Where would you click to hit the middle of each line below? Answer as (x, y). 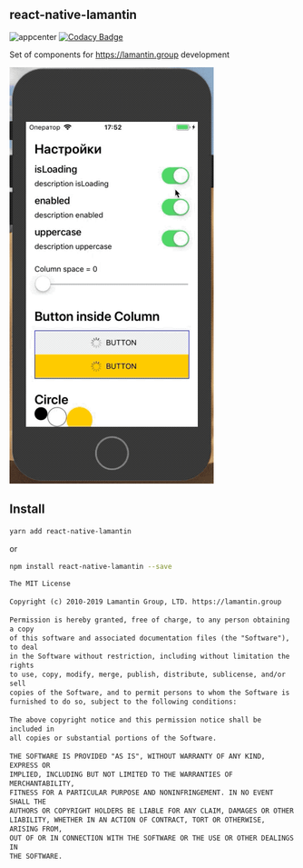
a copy (22, 629)
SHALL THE (28, 802)
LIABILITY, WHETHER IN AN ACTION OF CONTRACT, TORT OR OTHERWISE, (137, 820)
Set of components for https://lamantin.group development (119, 55)
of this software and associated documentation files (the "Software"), (150, 639)
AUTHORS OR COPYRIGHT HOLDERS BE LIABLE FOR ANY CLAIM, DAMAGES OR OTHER (152, 811)
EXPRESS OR (30, 766)
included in (32, 729)
